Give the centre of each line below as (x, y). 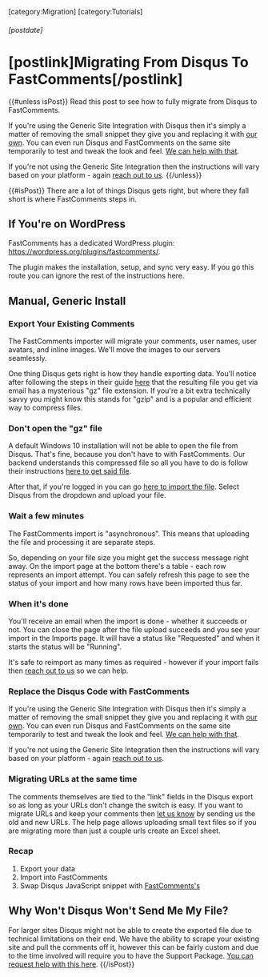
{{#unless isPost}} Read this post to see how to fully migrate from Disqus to (133, 101)
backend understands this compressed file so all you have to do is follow (128, 462)
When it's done (39, 603)
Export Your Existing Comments (72, 323)
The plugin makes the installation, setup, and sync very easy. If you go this (131, 267)
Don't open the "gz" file (55, 428)
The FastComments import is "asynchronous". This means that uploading (129, 533)
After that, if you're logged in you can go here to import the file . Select (124, 486)
